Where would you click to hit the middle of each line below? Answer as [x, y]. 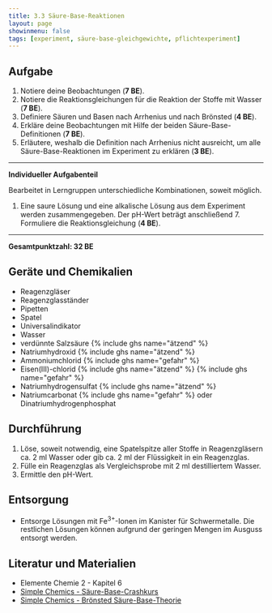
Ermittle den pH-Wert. [57, 474]
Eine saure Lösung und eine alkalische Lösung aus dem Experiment [132, 206]
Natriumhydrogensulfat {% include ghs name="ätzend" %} [118, 386]
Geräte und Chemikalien [71, 272]
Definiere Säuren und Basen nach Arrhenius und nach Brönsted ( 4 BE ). [138, 117]
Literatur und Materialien [72, 563]
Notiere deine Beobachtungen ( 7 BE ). [82, 91]
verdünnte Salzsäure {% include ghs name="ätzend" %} [114, 343]
